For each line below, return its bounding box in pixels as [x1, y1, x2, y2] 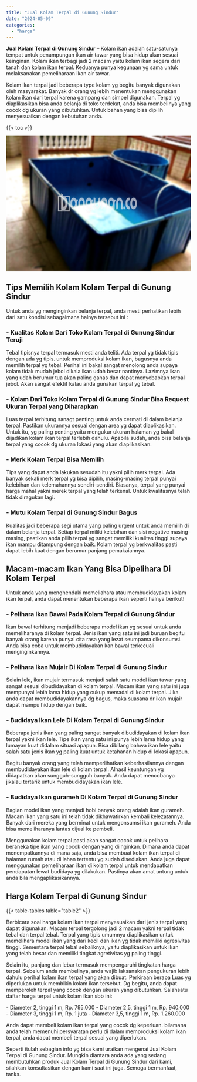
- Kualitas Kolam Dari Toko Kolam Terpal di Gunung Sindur [6, 328, 175, 336]
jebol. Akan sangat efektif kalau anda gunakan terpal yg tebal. [6, 380, 155, 387]
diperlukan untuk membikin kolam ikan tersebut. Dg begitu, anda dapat [6, 980, 178, 987]
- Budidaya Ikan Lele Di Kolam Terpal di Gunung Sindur [6, 716, 165, 724]
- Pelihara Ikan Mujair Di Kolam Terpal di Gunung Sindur [6, 663, 167, 671]
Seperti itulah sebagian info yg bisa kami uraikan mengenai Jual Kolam [6, 1045, 177, 1053]
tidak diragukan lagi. [6, 494, 55, 501]
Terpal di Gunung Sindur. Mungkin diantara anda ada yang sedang [6, 1051, 167, 1058]
